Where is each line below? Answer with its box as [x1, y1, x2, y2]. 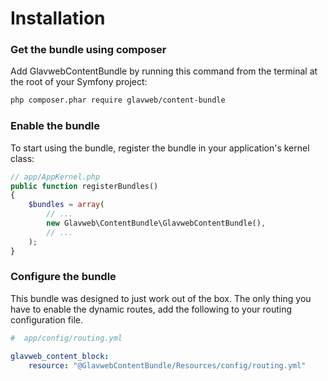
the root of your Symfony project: [10, 76, 148, 88]
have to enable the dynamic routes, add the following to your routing [10, 303, 293, 315]
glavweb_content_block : [10, 351, 110, 361]
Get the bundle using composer [10, 43, 167, 57]
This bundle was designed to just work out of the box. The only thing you [10, 292, 312, 304]
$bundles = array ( [28, 200, 105, 210]
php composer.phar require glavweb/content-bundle [10, 95, 226, 106]
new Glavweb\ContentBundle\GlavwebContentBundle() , [46, 218, 267, 229]
